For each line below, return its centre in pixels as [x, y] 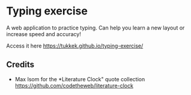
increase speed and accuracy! [44, 34]
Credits [20, 65]
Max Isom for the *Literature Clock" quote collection [80, 79]
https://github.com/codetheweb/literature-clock [74, 85]
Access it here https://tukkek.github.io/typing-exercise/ [75, 46]
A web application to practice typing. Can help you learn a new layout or [95, 28]
